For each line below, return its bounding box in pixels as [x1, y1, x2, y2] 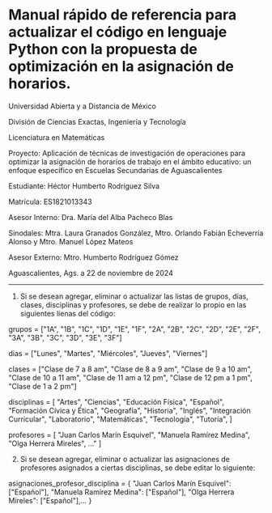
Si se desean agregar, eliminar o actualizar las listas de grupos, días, [19, 291, 249, 301]
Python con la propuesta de [8, 40, 198, 58]
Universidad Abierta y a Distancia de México [8, 101, 156, 111]
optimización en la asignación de [8, 57, 235, 76]
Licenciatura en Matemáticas [8, 132, 105, 142]
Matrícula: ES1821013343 [8, 197, 92, 206]
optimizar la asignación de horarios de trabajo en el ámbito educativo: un [8, 156, 252, 167]
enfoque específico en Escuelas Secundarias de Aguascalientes [8, 165, 223, 175]
